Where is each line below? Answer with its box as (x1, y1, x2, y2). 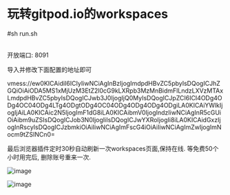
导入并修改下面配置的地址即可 (7, 65, 92, 73)
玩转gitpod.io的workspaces (7, 6, 169, 22)
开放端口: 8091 (7, 51, 49, 59)
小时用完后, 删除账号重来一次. (7, 152, 92, 161)
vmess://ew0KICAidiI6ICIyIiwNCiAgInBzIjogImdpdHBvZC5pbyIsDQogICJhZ (7, 79, 220, 87)
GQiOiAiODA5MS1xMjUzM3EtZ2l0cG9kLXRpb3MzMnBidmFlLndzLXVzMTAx (7, 87, 224, 95)
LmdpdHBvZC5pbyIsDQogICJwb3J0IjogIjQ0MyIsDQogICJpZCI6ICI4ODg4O (7, 93, 222, 102)
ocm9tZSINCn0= (7, 130, 55, 138)
